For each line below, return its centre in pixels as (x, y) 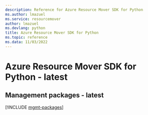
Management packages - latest (55, 95)
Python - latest (37, 77)
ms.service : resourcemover (33, 19)
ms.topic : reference (27, 38)
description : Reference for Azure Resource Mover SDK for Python (74, 10)
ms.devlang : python (25, 28)
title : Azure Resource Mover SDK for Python (52, 33)
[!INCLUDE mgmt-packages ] (34, 107)
